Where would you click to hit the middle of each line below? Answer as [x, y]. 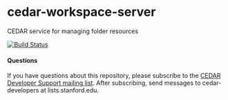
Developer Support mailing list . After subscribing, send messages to [104, 83]
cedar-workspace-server [82, 12]
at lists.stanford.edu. [69, 90]
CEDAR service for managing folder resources [73, 31]
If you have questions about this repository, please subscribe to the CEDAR [114, 76]
